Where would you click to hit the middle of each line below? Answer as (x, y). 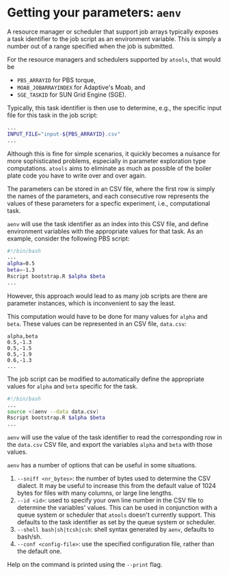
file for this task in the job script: (52, 115)
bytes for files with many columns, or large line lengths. (95, 493)
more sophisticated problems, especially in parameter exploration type (107, 161)
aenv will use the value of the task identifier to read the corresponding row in (114, 437)
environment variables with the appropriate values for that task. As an (105, 231)
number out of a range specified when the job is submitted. (91, 46)
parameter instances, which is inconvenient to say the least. (91, 303)
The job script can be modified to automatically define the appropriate (106, 379)
